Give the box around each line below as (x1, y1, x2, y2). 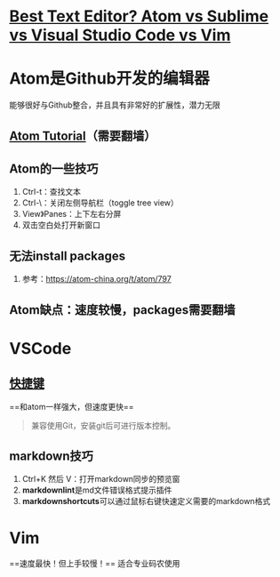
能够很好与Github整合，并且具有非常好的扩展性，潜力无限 (9, 100, 220, 110)
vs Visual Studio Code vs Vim (9, 25, 231, 45)
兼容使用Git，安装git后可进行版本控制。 (30, 420, 176, 430)
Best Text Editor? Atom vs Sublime (9, 6, 269, 27)
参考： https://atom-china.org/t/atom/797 (21, 274, 172, 284)
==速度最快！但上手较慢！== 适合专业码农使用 (9, 558, 180, 569)
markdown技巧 (9, 448, 93, 463)
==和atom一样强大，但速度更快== (9, 401, 135, 412)
